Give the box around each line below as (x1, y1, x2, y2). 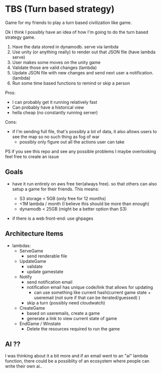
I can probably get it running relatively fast (12, 99, 98, 105)
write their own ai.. (5, 363, 42, 369)
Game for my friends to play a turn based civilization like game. (5, 20, 132, 25)
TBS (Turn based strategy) (5, 3, 115, 15)
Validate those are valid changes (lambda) (12, 65, 97, 70)
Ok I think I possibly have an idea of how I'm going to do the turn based (5, 29, 149, 35)
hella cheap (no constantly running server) (12, 109, 98, 116)
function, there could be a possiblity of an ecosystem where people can (5, 358, 150, 364)
